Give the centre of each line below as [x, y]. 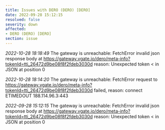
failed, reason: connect [118, 90]
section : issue [22, 39]
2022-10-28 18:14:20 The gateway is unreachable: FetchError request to [81, 79]
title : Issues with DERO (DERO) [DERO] [48, 10]
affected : [16, 29]
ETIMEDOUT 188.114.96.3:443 [37, 96]
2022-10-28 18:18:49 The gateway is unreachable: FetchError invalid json [82, 53]
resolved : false [23, 19]
